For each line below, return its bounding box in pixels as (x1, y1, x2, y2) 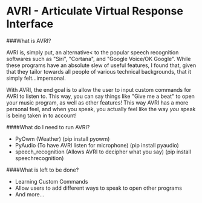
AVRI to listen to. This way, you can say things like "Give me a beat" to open (6, 92, 195, 100)
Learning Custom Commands (15, 178, 88, 185)
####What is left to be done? (6, 166, 79, 173)
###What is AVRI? (6, 37, 51, 44)
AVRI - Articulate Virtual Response (6, 4, 183, 18)
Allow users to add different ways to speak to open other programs (15, 184, 183, 192)
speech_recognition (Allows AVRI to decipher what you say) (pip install (15, 148, 192, 155)
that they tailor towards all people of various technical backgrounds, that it (6, 68, 192, 75)
